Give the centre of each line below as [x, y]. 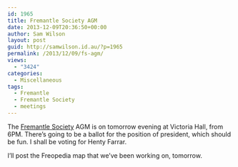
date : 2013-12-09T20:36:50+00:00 [57, 27]
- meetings [30, 107]
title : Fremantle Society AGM [53, 21]
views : [17, 60]
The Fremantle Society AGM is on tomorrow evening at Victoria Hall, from [115, 126]
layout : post [27, 41]
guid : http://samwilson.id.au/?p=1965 [65, 47]
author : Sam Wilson [36, 34]
